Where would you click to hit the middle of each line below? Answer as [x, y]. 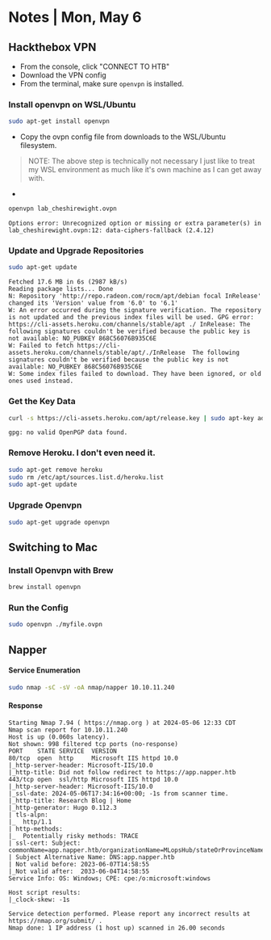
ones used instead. [41, 381]
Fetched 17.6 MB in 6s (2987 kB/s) [68, 282]
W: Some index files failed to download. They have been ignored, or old [135, 374]
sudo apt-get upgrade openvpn [59, 522]
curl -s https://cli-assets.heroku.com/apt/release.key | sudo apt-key [131, 418]
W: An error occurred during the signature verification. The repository [135, 310]
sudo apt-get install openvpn [59, 121]
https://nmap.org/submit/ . [56, 921]
